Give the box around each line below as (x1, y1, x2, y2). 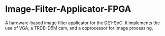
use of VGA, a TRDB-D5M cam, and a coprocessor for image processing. (5, 25, 154, 31)
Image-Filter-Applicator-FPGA (5, 3, 132, 15)
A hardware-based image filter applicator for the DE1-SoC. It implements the (5, 20, 160, 26)
